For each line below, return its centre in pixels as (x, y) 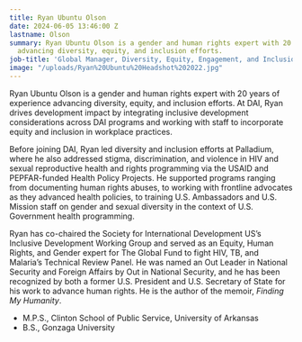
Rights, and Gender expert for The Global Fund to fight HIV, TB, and (134, 252)
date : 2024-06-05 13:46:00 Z (64, 26)
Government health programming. (72, 216)
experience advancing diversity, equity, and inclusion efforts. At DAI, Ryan (146, 103)
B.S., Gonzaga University (68, 327)
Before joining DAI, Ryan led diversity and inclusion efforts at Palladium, (142, 148)
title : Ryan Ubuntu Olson (58, 18)
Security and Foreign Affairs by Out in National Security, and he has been (145, 272)
